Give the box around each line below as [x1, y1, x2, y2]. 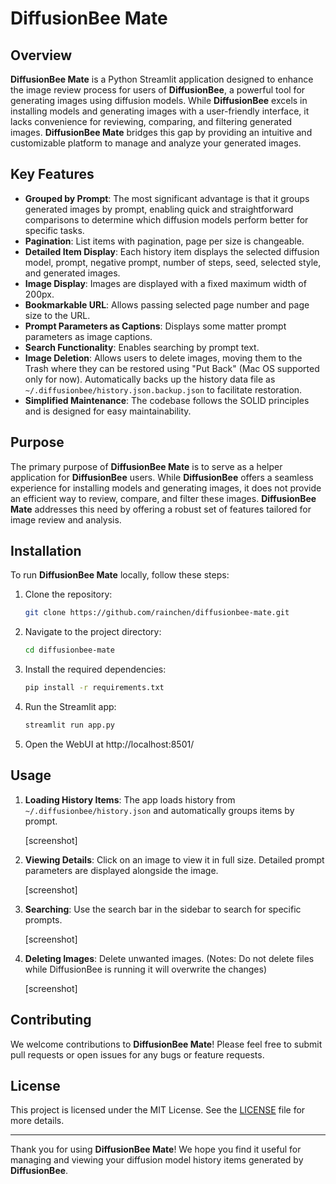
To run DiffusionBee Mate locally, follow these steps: [10, 569, 230, 581]
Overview [10, 47, 73, 64]
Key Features [10, 166, 95, 183]
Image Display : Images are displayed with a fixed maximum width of [24, 277, 307, 289]
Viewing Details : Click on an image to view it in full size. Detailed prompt [24, 853, 325, 866]
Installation [10, 543, 82, 560]
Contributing [10, 1012, 92, 1029]
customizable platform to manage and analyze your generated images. [10, 137, 302, 149]
